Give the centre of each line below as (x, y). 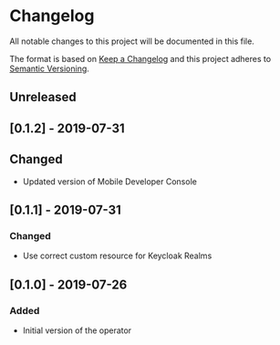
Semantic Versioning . (49, 68)
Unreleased (43, 97)
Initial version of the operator (77, 330)
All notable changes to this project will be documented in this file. (132, 41)
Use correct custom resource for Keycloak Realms (117, 256)
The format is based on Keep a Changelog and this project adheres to (140, 58)
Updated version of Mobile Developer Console (110, 181)
